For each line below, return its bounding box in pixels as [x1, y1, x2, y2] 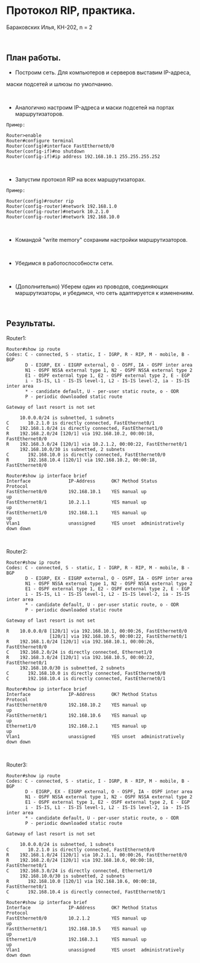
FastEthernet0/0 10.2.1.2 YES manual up [6, 915, 147, 921]
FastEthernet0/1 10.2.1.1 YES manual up [6, 499, 147, 505]
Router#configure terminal [6, 137, 74, 144]
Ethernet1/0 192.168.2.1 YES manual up [6, 723, 147, 729]
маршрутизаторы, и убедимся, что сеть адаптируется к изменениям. [14, 289, 195, 296]
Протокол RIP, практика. [6, 4, 136, 17]
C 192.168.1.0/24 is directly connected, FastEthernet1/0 [6, 425, 163, 431]
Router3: [6, 761, 28, 768]
